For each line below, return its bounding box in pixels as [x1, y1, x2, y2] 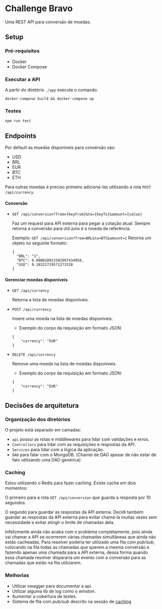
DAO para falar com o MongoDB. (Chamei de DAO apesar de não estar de [12, 452, 157, 458]
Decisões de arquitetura [5, 401, 79, 410]
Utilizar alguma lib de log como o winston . [12, 588, 96, 594]
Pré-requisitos [5, 48, 40, 54]
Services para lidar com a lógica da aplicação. [12, 447, 104, 453]
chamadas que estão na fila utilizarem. [5, 560, 82, 566]
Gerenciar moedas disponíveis [5, 277, 68, 282]
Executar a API [5, 76, 40, 82]
